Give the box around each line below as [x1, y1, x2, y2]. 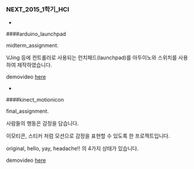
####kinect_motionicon [6, 96, 64, 103]
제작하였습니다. [17, 61, 52, 69]
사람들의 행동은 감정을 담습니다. [6, 120, 79, 127]
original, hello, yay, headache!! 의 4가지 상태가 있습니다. [6, 145, 139, 152]
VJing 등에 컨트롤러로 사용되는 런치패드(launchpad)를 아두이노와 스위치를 [6, 54, 177, 61]
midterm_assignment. [6, 42, 59, 49]
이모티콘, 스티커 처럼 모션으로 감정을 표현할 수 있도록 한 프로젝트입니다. [6, 132, 170, 139]
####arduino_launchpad [6, 31, 66, 38]
